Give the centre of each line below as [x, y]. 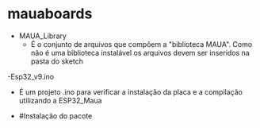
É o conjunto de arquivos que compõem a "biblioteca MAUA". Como [141, 44]
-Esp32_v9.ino [31, 76]
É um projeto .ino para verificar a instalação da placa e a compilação [131, 91]
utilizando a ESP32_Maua [60, 100]
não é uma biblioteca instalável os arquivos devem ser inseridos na [140, 52]
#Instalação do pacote [55, 115]
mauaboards [50, 14]
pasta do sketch [57, 61]
